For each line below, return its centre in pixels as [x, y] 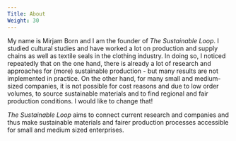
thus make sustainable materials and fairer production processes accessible [118, 122]
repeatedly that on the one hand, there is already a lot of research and [109, 63]
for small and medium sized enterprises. [66, 130]
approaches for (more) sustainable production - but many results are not [113, 71]
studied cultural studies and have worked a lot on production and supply [113, 48]
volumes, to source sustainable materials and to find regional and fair [108, 94]
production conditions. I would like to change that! [80, 101]
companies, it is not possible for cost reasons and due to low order [122, 86]
